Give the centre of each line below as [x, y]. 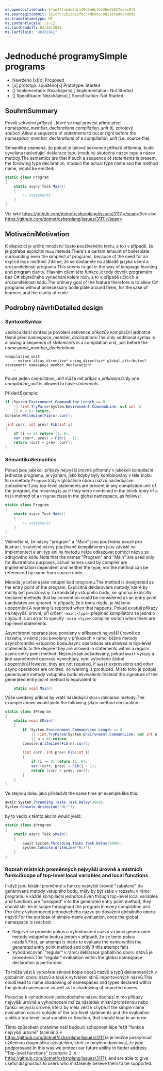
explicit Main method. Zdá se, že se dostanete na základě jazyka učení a [77, 262]
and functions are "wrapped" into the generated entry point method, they [78, 902]
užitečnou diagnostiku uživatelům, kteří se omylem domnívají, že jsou [74, 1043]
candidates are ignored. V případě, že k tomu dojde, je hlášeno [68, 602]
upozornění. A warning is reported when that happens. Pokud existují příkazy [81, 608]
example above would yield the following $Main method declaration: [72, 703]
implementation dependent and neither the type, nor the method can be [77, 567]
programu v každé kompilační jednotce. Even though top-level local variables [81, 896]
